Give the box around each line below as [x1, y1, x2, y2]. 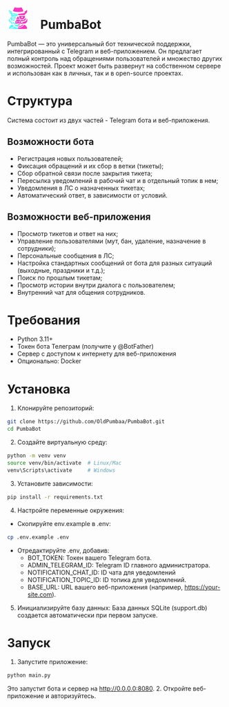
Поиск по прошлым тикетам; [17, 273, 103, 282]
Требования [7, 312, 81, 328]
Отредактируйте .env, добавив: [17, 546, 110, 554]
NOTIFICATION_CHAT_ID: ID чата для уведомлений [27, 568, 176, 577]
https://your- [184, 583, 221, 591]
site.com [27, 590, 52, 599]
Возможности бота [7, 136, 94, 148]
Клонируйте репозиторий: [17, 404, 94, 412]
